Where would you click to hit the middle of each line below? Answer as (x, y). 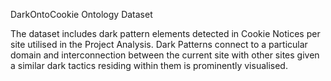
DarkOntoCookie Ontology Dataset (81, 14)
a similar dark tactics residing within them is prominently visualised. (149, 65)
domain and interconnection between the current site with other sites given (165, 55)
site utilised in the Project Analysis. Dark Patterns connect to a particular (159, 44)
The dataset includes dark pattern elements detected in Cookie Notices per (165, 33)
